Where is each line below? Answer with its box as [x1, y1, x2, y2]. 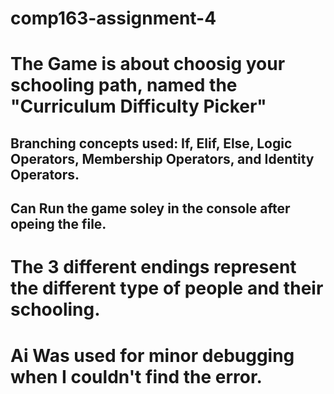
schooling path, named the [10, 74, 238, 97]
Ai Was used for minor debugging [10, 344, 295, 367]
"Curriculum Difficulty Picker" [10, 95, 267, 118]
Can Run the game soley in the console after [10, 200, 291, 217]
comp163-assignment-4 [10, 7, 217, 30]
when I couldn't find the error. [10, 365, 263, 388]
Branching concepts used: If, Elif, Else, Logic [10, 135, 293, 152]
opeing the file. [10, 216, 107, 233]
